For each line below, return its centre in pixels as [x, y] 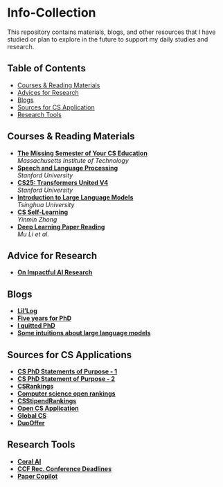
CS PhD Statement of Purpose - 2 [66, 379]
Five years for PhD [44, 318]
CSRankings [35, 386]
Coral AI [29, 461]
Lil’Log [27, 311]
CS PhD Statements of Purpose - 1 [67, 371]
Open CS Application [48, 408]
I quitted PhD [36, 326]
